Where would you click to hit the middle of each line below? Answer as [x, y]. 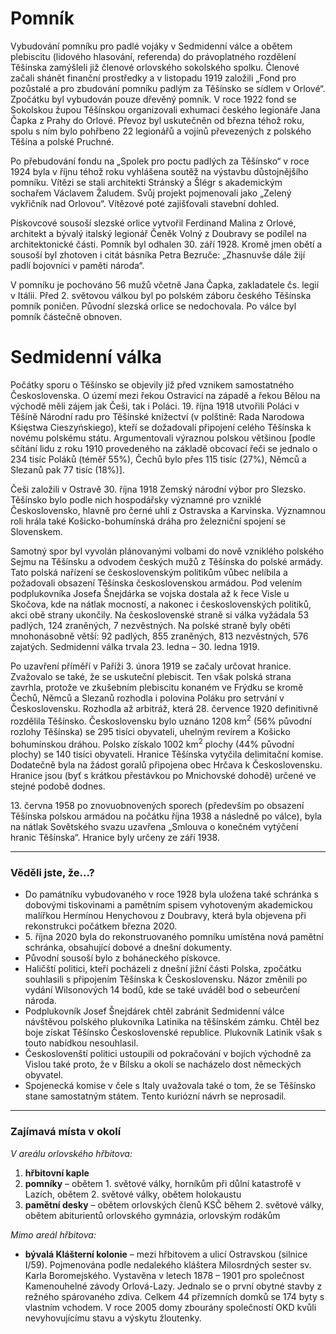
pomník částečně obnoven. [66, 316]
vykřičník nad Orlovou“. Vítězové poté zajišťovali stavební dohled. [145, 203]
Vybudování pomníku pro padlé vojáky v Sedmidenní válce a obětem [151, 46]
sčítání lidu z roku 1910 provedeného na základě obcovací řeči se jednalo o [164, 448]
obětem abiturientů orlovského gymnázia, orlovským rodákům [152, 1215]
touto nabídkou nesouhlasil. [81, 1043]
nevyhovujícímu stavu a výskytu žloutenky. [113, 1318]
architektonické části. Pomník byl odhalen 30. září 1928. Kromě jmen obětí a [166, 244]
